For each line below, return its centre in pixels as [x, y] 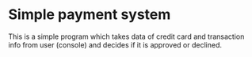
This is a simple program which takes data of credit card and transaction [126, 36]
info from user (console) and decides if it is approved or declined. [115, 44]
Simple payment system [90, 15]
